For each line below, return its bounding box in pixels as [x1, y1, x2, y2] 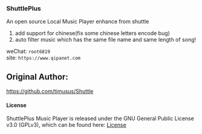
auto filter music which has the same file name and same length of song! [15, 36, 197, 43]
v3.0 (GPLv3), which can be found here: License [6, 121, 127, 129]
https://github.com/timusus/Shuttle [6, 88, 94, 95]
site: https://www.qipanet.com [6, 54, 81, 62]
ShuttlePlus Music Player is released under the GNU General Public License [6, 115, 195, 122]
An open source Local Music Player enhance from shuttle [6, 18, 149, 25]
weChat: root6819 [6, 48, 50, 55]
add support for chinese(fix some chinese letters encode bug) [15, 30, 171, 37]
